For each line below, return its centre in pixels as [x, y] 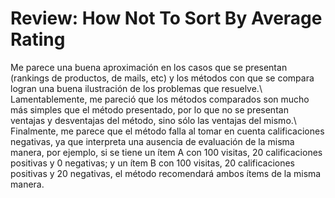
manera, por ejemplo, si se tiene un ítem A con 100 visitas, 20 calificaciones [166, 152]
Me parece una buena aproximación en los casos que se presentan [149, 67]
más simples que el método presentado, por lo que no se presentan [149, 109]
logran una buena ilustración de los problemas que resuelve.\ [136, 88]
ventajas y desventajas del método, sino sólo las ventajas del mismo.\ [153, 120]
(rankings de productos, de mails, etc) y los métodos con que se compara [162, 78]
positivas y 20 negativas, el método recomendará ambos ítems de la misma [166, 173]
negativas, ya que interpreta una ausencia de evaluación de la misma [152, 141]
